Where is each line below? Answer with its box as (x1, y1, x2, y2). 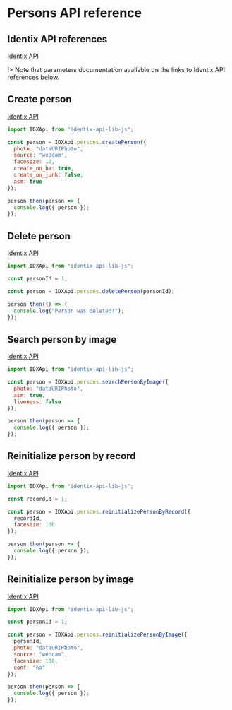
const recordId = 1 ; (7, 495, 68, 502)
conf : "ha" (13, 664, 46, 671)
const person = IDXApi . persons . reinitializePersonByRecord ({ (7, 508, 191, 515)
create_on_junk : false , (13, 172, 83, 179)
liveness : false (13, 398, 61, 406)
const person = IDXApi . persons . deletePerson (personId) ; (7, 288, 175, 295)
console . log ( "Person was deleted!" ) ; (13, 307, 125, 314)
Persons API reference (7, 5, 142, 21)
